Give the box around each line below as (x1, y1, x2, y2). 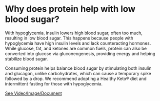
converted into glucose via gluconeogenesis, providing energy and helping (5, 50, 156, 57)
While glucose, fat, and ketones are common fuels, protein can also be (5, 45, 147, 51)
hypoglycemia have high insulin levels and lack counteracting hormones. (5, 40, 151, 46)
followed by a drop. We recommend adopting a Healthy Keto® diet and (5, 76, 147, 81)
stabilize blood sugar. (5, 56, 48, 61)
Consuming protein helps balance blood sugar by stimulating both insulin (5, 65, 152, 71)
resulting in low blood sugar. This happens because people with (5, 35, 133, 41)
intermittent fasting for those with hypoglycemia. (5, 81, 103, 86)
